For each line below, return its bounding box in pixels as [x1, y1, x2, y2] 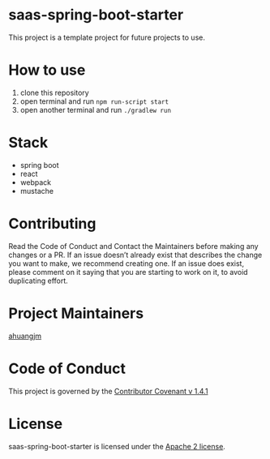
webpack [19, 177, 51, 187]
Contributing [8, 215, 96, 233]
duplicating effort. [8, 276, 69, 285]
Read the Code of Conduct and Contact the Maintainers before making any [8, 241, 259, 251]
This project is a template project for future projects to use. [8, 32, 205, 42]
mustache [19, 186, 54, 195]
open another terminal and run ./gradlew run [19, 105, 172, 114]
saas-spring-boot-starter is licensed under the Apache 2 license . [8, 441, 225, 451]
